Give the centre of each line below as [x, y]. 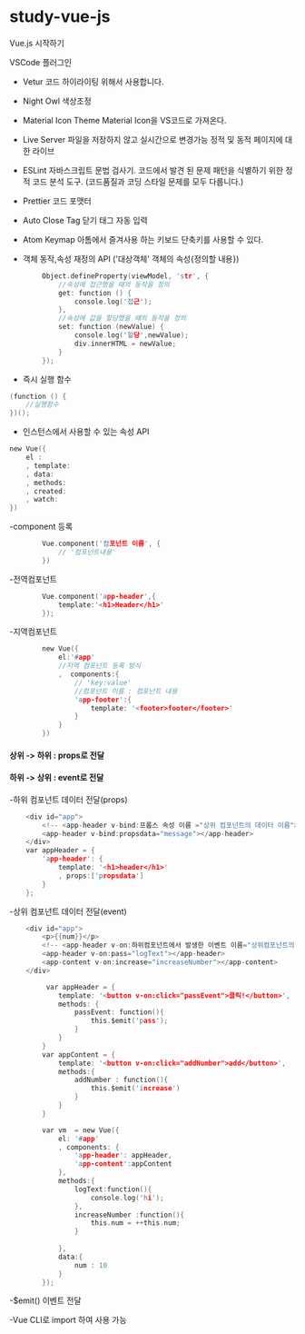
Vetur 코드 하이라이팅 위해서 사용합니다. [93, 81]
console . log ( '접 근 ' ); [113, 302]
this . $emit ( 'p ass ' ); [129, 1021]
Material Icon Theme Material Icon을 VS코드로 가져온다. [124, 120]
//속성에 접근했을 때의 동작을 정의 [114, 284]
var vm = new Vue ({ [81, 1130]
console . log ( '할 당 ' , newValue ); [131, 335]
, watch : [42, 500]
